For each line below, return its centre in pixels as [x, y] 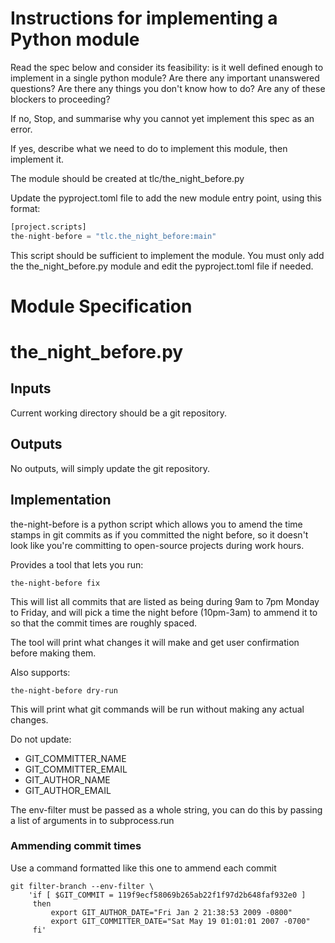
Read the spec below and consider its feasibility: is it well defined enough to [167, 67]
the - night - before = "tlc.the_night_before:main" [113, 236]
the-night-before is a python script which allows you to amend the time [156, 524]
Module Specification [101, 306]
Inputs [31, 388]
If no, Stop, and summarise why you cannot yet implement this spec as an [162, 118]
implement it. [37, 159]
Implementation [61, 500]
